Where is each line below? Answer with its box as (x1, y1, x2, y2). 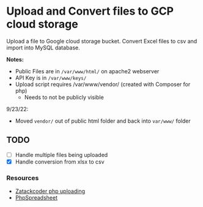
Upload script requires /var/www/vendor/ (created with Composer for (15, 81, 191, 88)
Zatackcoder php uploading (15, 187, 86, 195)
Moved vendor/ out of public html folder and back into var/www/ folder (15, 117, 191, 125)
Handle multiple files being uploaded (15, 151, 108, 158)
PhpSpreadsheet (15, 194, 58, 202)
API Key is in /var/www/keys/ (15, 74, 87, 81)
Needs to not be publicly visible (24, 93, 104, 101)
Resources (6, 173, 39, 182)
